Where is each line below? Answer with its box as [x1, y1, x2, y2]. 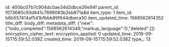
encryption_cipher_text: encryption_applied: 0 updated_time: [5, 31, 132, 36]
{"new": [77, 20, 94, 26]
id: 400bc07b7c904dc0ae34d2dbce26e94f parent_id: [5, 4, 120, 10]
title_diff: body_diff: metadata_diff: [5, 20, 76, 26]
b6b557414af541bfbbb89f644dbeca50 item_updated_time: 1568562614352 [5, 15, 164, 20]
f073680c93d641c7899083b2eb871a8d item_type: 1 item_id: [5, 9, 133, 15]
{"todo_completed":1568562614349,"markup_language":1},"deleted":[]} [5, 25, 155, 31]
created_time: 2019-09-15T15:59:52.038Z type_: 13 [44, 36, 151, 42]
